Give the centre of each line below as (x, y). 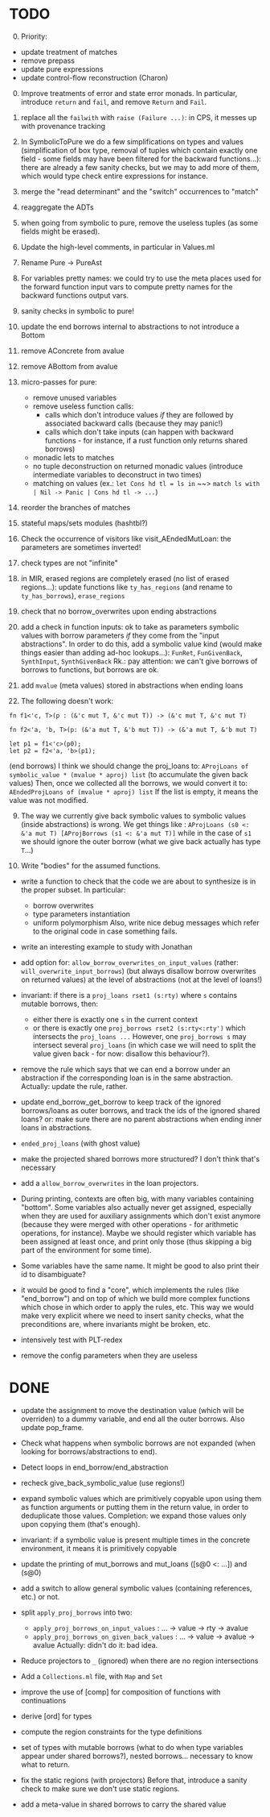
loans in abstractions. (56, 1127)
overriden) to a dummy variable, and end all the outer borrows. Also (133, 1419)
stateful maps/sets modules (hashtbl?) (84, 523)
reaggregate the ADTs (57, 207)
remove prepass (48, 60)
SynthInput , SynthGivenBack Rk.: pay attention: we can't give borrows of (139, 661)
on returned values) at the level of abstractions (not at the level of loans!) (141, 979)
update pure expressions (62, 69)
